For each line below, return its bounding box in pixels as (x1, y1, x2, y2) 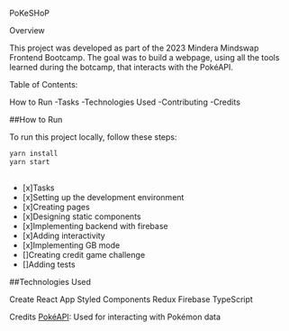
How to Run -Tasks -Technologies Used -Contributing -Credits (9, 97, 241, 107)
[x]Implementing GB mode (22, 240, 121, 251)
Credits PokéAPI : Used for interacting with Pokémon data (9, 311, 221, 323)
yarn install (9, 149, 59, 158)
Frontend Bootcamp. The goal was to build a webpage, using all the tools (9, 52, 280, 62)
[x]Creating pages (22, 202, 90, 213)
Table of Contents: (9, 79, 78, 89)
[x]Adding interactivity (22, 230, 105, 242)
